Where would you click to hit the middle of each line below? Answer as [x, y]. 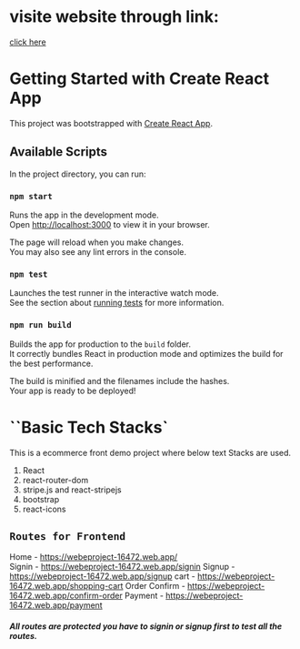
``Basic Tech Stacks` [89, 427]
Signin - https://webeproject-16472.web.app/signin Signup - [122, 567]
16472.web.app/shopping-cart [66, 586]
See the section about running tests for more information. [117, 303]
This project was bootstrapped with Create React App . [111, 123]
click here [28, 42]
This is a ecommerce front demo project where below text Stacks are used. [150, 452]
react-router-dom [55, 480]
